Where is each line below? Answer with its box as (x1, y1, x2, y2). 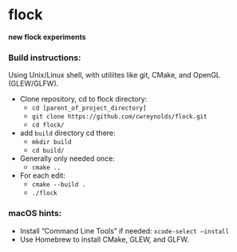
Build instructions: (8, 52, 81, 63)
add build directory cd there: (19, 128, 116, 138)
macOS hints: (8, 208, 62, 219)
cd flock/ (31, 122, 65, 130)
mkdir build (31, 138, 72, 146)
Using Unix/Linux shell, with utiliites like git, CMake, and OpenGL (8, 70, 221, 80)
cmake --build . (31, 181, 86, 189)
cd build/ (31, 146, 65, 155)
